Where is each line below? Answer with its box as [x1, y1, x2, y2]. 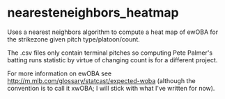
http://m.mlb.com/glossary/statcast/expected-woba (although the [7, 76, 196, 84]
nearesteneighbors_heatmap [7, 5, 179, 21]
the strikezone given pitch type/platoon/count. [7, 35, 141, 43]
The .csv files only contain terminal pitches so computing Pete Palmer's [7, 48, 213, 57]
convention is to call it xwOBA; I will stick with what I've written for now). [7, 84, 215, 92]
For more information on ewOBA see [7, 69, 112, 78]
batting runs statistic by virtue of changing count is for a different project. [7, 55, 218, 64]
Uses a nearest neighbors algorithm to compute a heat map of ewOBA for [7, 28, 218, 36]
